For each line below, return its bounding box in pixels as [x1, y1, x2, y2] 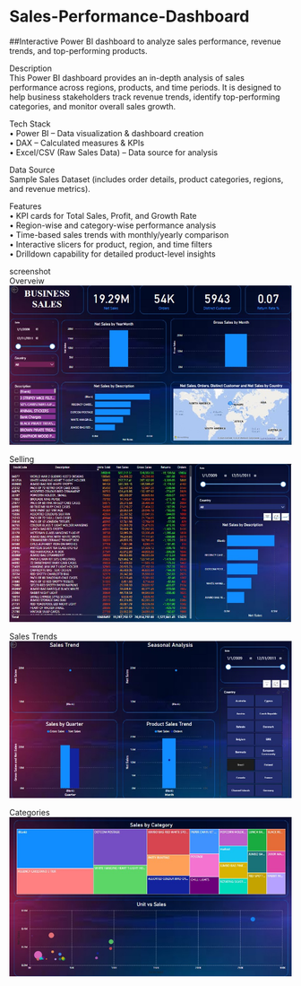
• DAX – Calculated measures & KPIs [9, 137, 145, 148]
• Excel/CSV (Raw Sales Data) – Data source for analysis [9, 146, 218, 158]
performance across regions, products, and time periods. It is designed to [9, 82, 282, 92]
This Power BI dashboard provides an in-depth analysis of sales [9, 72, 245, 83]
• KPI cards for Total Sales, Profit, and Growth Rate [9, 210, 197, 221]
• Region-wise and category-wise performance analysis [9, 220, 217, 231]
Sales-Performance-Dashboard [9, 6, 250, 27]
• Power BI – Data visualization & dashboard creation [9, 127, 204, 138]
